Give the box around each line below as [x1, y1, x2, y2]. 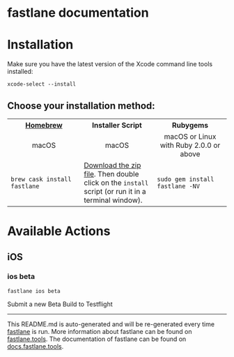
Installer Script [91, 120, 143, 130]
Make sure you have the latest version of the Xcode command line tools [7, 60, 213, 68]
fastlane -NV [157, 182, 201, 190]
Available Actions [7, 223, 111, 239]
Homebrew [25, 120, 63, 130]
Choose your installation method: [7, 100, 155, 112]
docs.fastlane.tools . [7, 342, 64, 350]
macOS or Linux [164, 131, 217, 141]
